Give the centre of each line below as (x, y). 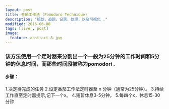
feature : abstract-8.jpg (36, 38)
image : (12, 33)
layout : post (19, 10)
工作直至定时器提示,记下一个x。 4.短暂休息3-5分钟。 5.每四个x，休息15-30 (83, 95)
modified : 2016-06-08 (28, 24)
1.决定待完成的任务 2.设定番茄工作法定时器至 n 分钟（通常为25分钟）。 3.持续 (84, 89)
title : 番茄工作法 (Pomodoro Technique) (46, 15)
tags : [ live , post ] (27, 29)
